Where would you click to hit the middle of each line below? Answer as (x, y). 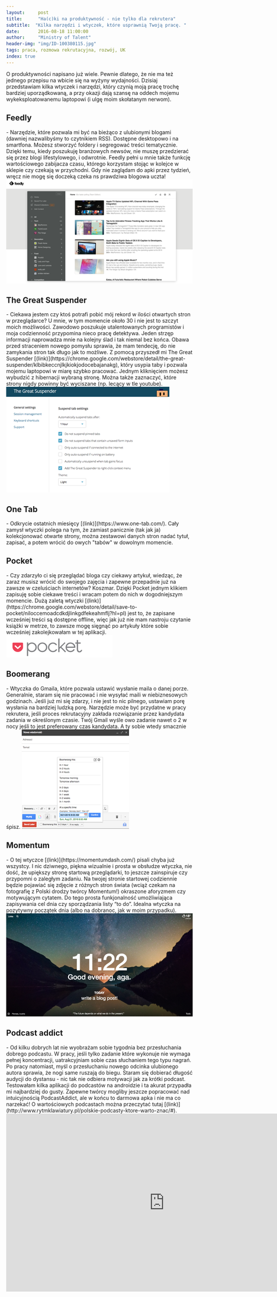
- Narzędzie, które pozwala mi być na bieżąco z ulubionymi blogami (89, 132)
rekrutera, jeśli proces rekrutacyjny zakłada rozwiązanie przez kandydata (95, 713)
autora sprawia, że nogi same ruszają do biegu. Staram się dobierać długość (99, 1072)
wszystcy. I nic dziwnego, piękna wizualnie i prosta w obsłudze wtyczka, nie (99, 866)
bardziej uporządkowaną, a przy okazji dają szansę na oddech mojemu (93, 93)
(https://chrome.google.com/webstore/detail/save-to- (72, 607)
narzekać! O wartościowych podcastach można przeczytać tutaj (85, 1104)
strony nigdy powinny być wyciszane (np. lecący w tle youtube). (84, 384)
